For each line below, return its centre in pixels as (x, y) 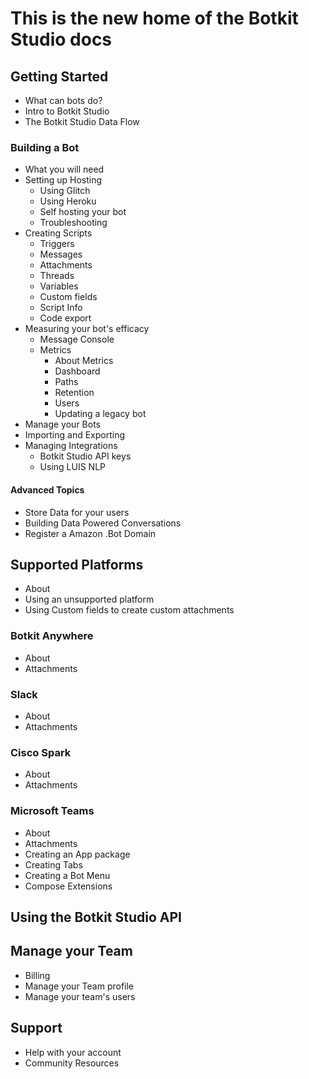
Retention (74, 393)
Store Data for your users (77, 512)
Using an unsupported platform (89, 599)
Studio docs (61, 39)
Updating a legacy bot (100, 414)
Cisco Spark (41, 752)
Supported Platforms (77, 564)
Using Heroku (68, 201)
